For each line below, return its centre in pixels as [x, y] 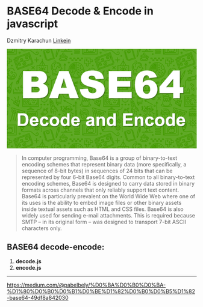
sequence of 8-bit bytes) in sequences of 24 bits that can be [97, 171]
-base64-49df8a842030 [38, 298]
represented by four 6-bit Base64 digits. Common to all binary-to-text [108, 177]
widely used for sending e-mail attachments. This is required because [108, 215]
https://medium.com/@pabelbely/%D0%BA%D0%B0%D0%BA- [86, 285]
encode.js [28, 268]
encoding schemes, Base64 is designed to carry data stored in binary [108, 183]
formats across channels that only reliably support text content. [100, 190]
